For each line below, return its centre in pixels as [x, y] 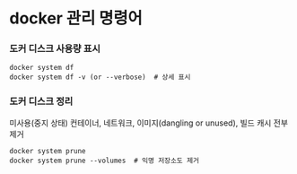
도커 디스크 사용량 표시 [55, 48]
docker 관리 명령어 [76, 18]
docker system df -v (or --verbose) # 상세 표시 [100, 77]
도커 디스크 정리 [41, 101]
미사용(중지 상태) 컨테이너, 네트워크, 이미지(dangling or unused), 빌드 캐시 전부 [149, 123]
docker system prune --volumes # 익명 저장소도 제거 [105, 161]
